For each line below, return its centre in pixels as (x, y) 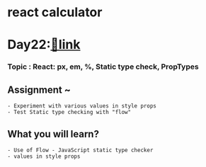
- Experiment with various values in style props (82, 106)
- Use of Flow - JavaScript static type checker (80, 150)
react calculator (55, 12)
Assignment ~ (39, 90)
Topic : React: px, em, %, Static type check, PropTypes (103, 67)
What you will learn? (53, 134)
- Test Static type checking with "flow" (69, 113)
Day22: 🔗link (44, 45)
